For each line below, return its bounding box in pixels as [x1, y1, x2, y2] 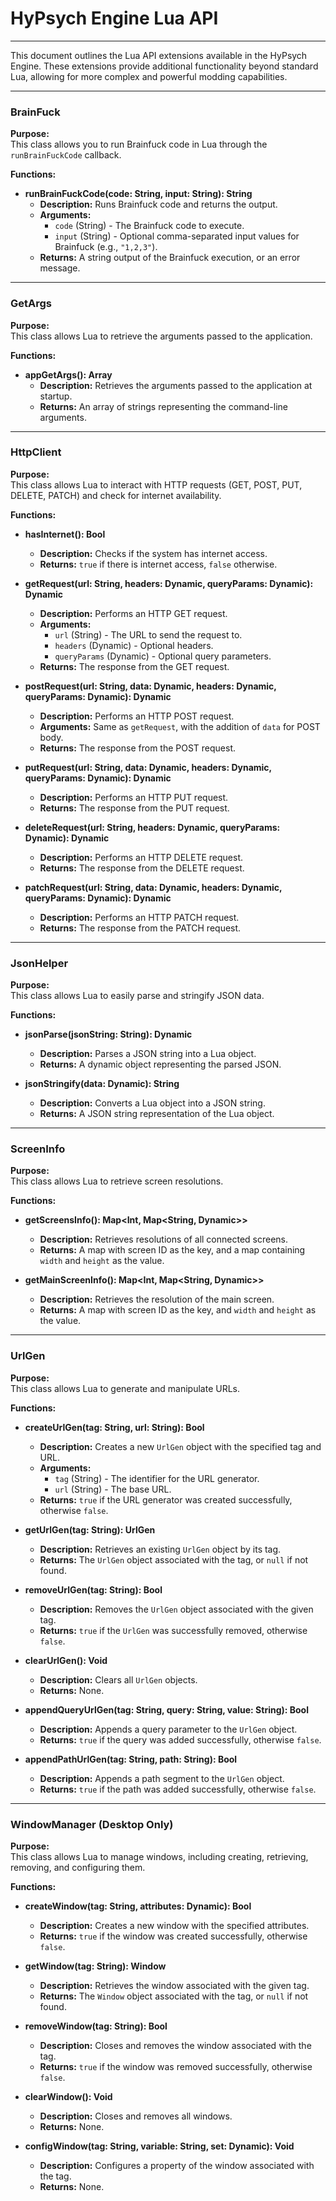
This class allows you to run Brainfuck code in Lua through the [10, 138, 268, 151]
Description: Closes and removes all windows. [39, 2110, 233, 2122]
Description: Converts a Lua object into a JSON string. [39, 1097, 266, 1109]
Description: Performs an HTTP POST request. [39, 710, 235, 722]
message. [39, 262, 81, 274]
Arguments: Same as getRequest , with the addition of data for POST [39, 720, 321, 732]
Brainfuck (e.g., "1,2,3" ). [54, 241, 158, 253]
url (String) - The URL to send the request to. [54, 628, 243, 641]
